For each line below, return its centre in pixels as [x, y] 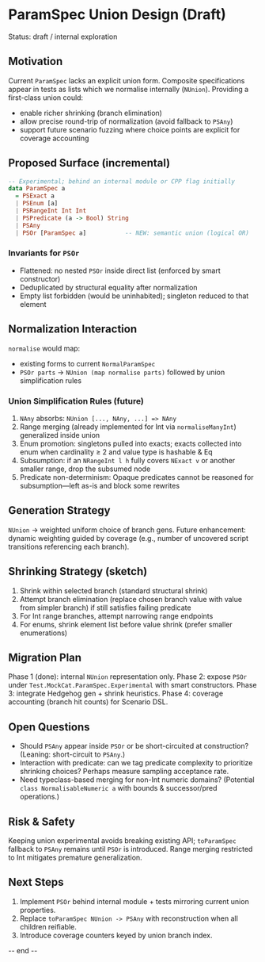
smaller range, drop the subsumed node [85, 469]
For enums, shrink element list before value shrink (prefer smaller [126, 624]
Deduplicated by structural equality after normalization [108, 287]
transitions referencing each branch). [69, 546]
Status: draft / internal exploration [63, 36]
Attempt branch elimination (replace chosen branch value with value [131, 599]
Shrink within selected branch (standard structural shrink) [114, 590]
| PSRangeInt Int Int [51, 211]
